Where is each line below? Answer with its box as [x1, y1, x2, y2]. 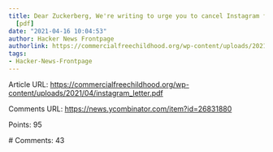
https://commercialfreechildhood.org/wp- [50, 79, 189, 89]
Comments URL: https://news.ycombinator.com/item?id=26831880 [8, 103, 232, 114]
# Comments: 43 [8, 135, 65, 145]
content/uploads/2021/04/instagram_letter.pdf [8, 88, 164, 98]
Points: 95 [8, 119, 42, 129]
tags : [8, 50, 27, 58]
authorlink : [8, 42, 49, 50]
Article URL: [8, 79, 49, 89]
